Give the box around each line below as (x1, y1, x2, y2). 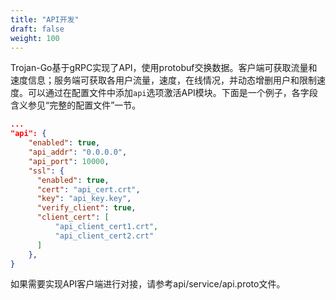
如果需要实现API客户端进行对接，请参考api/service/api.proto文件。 (10, 278, 286, 290)
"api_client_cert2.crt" (54, 231, 155, 241)
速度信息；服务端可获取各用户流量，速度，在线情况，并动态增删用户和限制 (10, 74, 317, 86)
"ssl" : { (28, 166, 65, 176)
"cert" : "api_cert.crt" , (36, 184, 141, 195)
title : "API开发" (10, 14, 80, 25)
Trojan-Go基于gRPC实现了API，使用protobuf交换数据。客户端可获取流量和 (10, 62, 318, 74)
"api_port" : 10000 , (28, 156, 110, 166)
